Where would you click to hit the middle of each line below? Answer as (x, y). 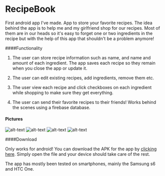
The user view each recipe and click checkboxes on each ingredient (82, 87)
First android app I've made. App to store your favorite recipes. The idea (79, 23)
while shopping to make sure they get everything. (63, 92)
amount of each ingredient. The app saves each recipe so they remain (84, 63)
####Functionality (24, 48)
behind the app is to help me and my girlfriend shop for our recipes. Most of (82, 28)
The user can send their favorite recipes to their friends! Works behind (84, 102)
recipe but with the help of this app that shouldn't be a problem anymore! (80, 39)
